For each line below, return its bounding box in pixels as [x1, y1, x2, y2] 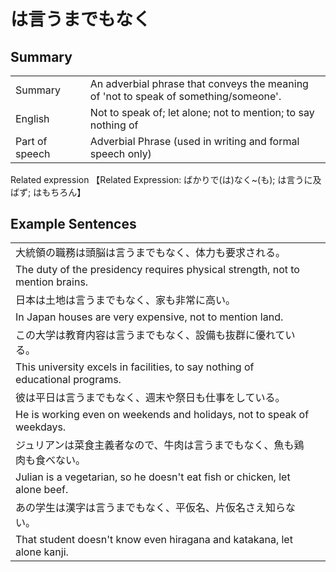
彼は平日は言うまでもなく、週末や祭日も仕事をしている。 [15, 391, 286, 405]
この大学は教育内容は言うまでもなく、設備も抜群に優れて [15, 328, 286, 342]
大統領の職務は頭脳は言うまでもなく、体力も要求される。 [15, 246, 287, 260]
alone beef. [15, 483, 69, 497]
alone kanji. [15, 545, 69, 559]
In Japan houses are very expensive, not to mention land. [15, 310, 284, 324]
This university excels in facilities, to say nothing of [15, 360, 255, 374]
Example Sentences [10, 215, 137, 232]
